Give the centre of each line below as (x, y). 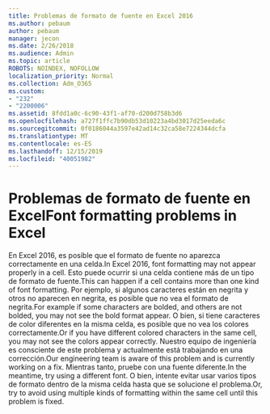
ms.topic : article (39, 61)
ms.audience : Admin (41, 53)
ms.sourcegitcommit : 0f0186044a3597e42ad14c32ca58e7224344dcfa (117, 129)
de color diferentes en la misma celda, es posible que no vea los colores (129, 324)
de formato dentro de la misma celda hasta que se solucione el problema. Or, (135, 384)
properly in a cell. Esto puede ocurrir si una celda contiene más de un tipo (131, 272)
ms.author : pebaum (39, 23)
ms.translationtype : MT (49, 136)
